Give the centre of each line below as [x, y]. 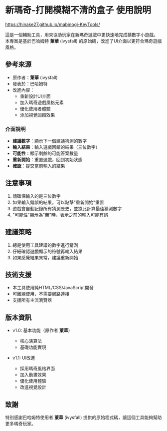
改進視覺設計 [33, 387]
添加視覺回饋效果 [37, 115]
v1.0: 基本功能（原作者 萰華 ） [42, 331]
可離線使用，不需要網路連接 [41, 294]
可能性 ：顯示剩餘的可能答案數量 [45, 153]
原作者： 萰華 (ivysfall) [35, 77]
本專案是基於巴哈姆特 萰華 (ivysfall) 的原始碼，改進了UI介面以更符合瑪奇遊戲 [83, 41]
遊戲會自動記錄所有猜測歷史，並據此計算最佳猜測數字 [67, 208]
